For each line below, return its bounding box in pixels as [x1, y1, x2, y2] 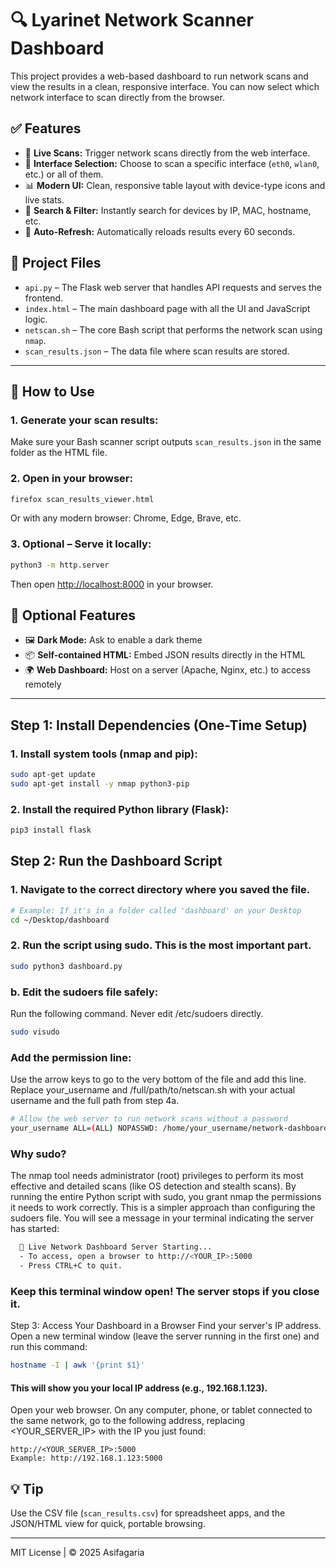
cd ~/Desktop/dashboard [10, 915, 110, 925]
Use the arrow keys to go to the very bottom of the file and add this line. [10, 1073, 307, 1086]
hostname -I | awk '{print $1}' [10, 1360, 145, 1371]
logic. [24, 313, 48, 325]
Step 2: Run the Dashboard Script [10, 853, 223, 870]
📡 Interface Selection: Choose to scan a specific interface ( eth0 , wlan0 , [24, 157, 320, 169]
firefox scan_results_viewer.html [10, 494, 155, 504]
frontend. [24, 292, 64, 304]
